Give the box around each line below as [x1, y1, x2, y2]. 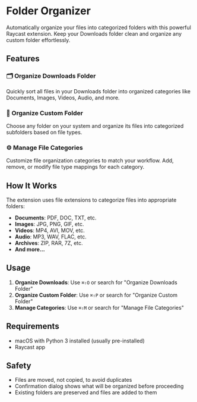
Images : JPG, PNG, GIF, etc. [14, 221, 84, 228]
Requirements [6, 321, 59, 331]
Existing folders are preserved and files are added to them [14, 389, 157, 396]
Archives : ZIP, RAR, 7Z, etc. [14, 240, 83, 247]
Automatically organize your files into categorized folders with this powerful [6, 24, 192, 31]
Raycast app [14, 343, 46, 350]
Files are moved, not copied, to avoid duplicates [14, 376, 132, 384]
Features [6, 54, 40, 64]
